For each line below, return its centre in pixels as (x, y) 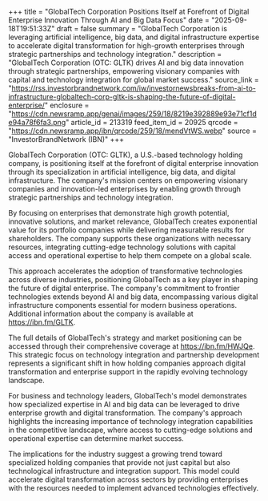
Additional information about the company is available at (101, 313)
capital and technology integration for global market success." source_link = (134, 80)
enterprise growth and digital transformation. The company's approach (125, 413)
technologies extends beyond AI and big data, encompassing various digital (133, 297)
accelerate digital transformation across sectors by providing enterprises (128, 479)
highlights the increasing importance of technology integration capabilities (131, 421)
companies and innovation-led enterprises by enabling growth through (125, 189)
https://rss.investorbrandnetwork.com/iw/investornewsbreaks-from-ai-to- (134, 88)
